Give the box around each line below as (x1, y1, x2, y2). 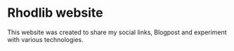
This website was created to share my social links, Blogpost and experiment (7, 28, 227, 36)
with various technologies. (7, 35, 84, 43)
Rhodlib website (7, 5, 103, 21)
